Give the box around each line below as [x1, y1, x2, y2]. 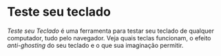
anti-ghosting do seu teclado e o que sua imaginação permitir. [7, 41, 184, 49]
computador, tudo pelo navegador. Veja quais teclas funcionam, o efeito [7, 33, 211, 42]
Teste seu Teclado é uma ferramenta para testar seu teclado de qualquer [7, 27, 215, 35]
